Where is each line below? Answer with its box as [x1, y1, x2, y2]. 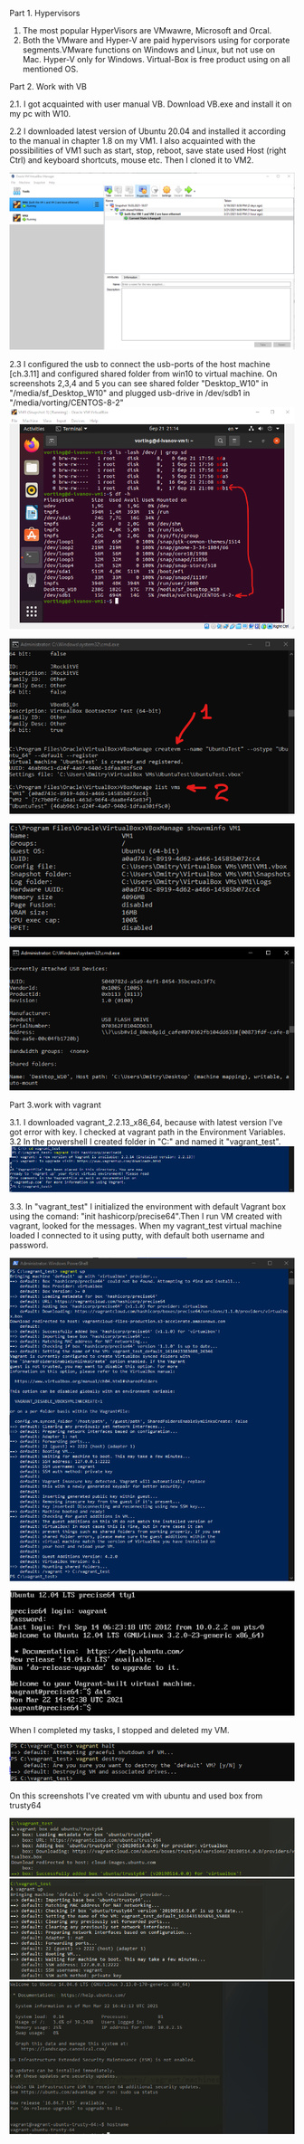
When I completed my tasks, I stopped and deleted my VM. [9, 1724, 230, 1735]
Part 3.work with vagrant [9, 1099, 101, 1110]
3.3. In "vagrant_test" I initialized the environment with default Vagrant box [9, 1200, 287, 1211]
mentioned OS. [22, 63, 79, 74]
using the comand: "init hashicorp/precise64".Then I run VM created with [9, 1210, 282, 1221]
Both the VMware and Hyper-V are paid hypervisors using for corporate [22, 35, 290, 45]
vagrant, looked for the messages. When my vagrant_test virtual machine [9, 1220, 282, 1231]
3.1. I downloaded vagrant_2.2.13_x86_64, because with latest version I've [9, 1116, 283, 1127]
